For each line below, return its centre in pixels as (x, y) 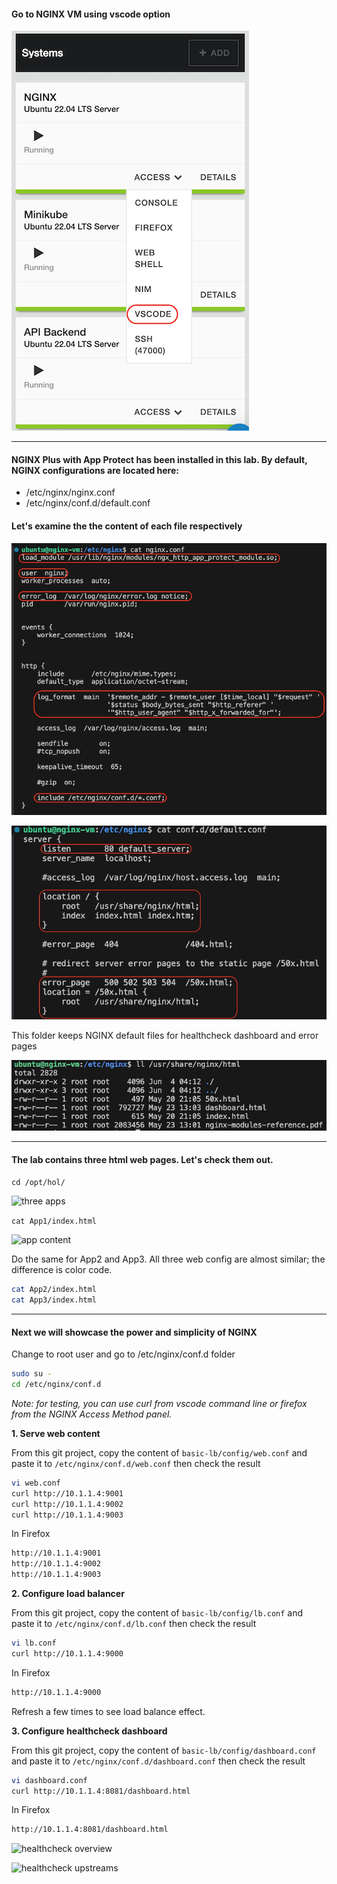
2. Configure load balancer (68, 1593)
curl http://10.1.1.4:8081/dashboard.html (101, 1791)
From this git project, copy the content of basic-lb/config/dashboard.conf (164, 1750)
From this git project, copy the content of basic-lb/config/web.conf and (159, 1452)
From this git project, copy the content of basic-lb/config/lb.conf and (157, 1613)
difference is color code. (62, 1270)
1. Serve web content (56, 1433)
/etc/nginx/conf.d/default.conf (88, 503)
